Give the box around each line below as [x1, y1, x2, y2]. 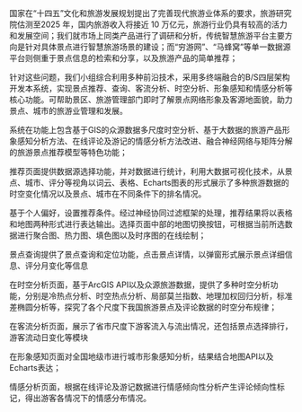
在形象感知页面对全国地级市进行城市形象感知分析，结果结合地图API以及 [9, 351, 274, 362]
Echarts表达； [9, 363, 61, 373]
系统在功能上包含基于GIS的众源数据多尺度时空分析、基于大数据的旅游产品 [9, 125, 283, 135]
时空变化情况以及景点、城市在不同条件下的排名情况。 [9, 188, 207, 199]
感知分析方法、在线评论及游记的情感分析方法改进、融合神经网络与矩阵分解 [16, 136, 293, 146]
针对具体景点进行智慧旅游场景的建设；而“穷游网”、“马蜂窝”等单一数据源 [24, 41, 291, 52]
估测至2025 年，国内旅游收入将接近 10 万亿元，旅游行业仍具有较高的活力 [16, 19, 288, 30]
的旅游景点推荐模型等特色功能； [9, 147, 128, 157]
